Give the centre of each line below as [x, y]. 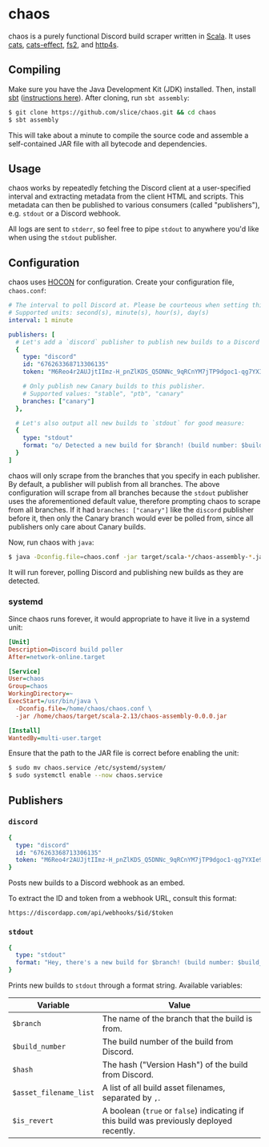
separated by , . [131, 1098]
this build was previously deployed [167, 1121]
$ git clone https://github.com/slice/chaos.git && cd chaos [112, 112]
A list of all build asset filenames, [164, 1088]
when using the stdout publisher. [63, 238]
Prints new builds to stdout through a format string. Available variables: [125, 985]
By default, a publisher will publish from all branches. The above [114, 484]
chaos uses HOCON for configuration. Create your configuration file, [121, 282]
